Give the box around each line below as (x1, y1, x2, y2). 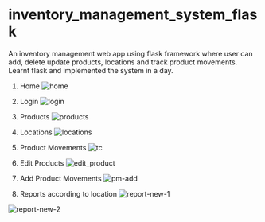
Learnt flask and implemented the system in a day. (8, 65, 173, 75)
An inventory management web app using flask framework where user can (8, 49, 253, 58)
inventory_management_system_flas (8, 6, 258, 24)
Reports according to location (19, 189, 118, 198)
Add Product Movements (19, 173, 102, 183)
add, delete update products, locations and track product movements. (8, 57, 238, 67)
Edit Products (19, 158, 64, 168)
